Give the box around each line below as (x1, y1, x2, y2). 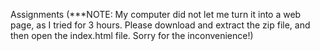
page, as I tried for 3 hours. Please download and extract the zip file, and (10, 19, 311, 31)
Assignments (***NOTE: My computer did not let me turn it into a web (10, 9, 302, 20)
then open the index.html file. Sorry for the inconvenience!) (10, 30, 254, 41)
